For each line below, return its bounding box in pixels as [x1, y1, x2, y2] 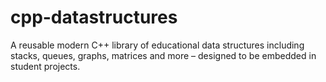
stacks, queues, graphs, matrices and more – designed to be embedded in [10, 49, 317, 61]
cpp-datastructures [10, 6, 178, 29]
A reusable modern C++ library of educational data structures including [10, 39, 305, 51]
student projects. [10, 60, 81, 72]
